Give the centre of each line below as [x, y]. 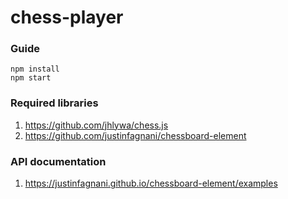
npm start [31, 78]
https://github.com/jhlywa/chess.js [96, 125]
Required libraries [54, 103]
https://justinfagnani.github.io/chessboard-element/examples [151, 183]
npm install [35, 69]
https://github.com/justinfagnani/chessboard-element [135, 135]
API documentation [58, 161]
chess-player [67, 17]
